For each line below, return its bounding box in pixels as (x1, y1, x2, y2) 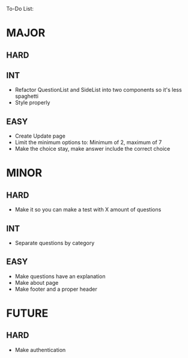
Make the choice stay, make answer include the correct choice (14, 145, 171, 153)
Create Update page (14, 132, 66, 140)
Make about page (14, 279, 59, 286)
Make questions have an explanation (14, 273, 106, 280)
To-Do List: (6, 5, 34, 12)
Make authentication (14, 346, 66, 353)
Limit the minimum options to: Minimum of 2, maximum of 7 (14, 139, 162, 146)
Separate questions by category (14, 240, 95, 247)
